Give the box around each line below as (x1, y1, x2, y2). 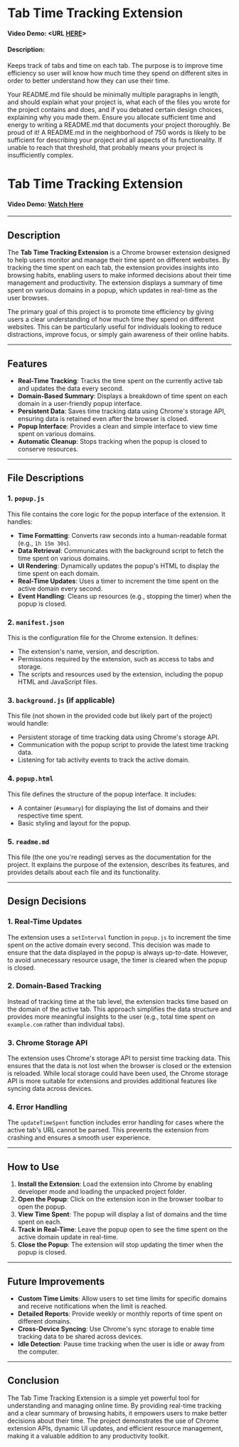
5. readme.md (7, 836, 50, 846)
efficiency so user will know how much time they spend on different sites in (7, 68, 228, 77)
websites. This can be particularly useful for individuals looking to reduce (7, 323, 223, 331)
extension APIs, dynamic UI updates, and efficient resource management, (7, 1423, 223, 1432)
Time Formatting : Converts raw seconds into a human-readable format (17, 531, 227, 539)
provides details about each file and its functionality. (7, 868, 161, 876)
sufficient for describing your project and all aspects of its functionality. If (7, 136, 223, 144)
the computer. (17, 1347, 59, 1356)
